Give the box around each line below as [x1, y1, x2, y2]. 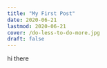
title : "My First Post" [7, 10, 76, 17]
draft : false [7, 36, 45, 43]
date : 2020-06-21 [7, 16, 57, 23]
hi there [7, 54, 29, 63]
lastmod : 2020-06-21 [7, 23, 67, 30]
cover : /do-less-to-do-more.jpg [7, 29, 100, 36]
